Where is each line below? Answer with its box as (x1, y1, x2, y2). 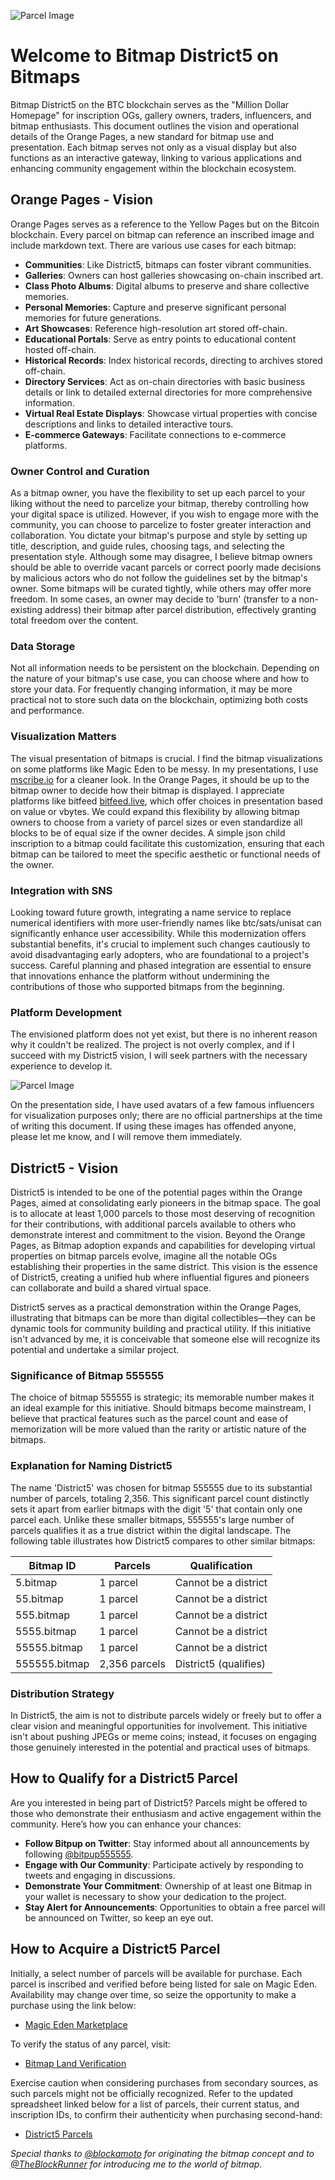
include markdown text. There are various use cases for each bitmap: (10, 239, 297, 251)
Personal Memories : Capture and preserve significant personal (24, 301, 287, 313)
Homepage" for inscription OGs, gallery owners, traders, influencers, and (10, 109, 312, 121)
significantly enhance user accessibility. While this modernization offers (10, 927, 307, 939)
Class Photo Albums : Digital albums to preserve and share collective (24, 280, 310, 292)
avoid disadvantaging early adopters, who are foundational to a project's (10, 948, 310, 960)
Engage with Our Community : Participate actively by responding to (24, 1858, 304, 1870)
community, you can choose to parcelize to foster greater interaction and (10, 519, 312, 531)
